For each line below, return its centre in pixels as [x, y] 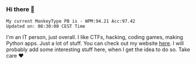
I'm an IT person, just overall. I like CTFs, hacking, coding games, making [95, 37]
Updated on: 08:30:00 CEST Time [46, 26]
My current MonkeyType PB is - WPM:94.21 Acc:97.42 [71, 22]
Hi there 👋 [21, 9]
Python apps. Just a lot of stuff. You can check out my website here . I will [95, 44]
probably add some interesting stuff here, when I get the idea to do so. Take [98, 49]
